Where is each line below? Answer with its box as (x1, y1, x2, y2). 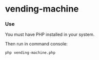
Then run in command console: (5, 41, 68, 47)
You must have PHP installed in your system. (5, 31, 95, 37)
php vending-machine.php (5, 50, 56, 55)
